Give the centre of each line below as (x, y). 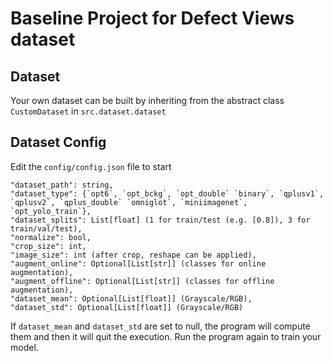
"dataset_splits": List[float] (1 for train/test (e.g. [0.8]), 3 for (160, 220)
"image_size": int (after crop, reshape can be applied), (133, 255)
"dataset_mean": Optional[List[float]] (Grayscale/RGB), (131, 298)
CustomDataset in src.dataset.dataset (88, 111)
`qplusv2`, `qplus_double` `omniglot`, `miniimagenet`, (129, 202)
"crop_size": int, (48, 246)
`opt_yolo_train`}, (51, 211)
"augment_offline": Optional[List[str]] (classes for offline (142, 281)
